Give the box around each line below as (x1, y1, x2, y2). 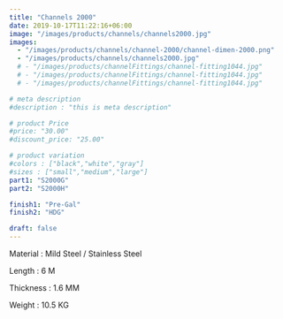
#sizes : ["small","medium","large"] (9, 167, 149, 177)
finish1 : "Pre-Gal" (9, 200, 81, 209)
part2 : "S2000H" (9, 184, 69, 193)
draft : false (9, 224, 57, 233)
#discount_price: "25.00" (9, 135, 104, 144)
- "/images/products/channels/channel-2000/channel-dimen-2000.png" (17, 46, 275, 55)
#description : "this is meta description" (9, 103, 172, 111)
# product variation (9, 151, 86, 160)
